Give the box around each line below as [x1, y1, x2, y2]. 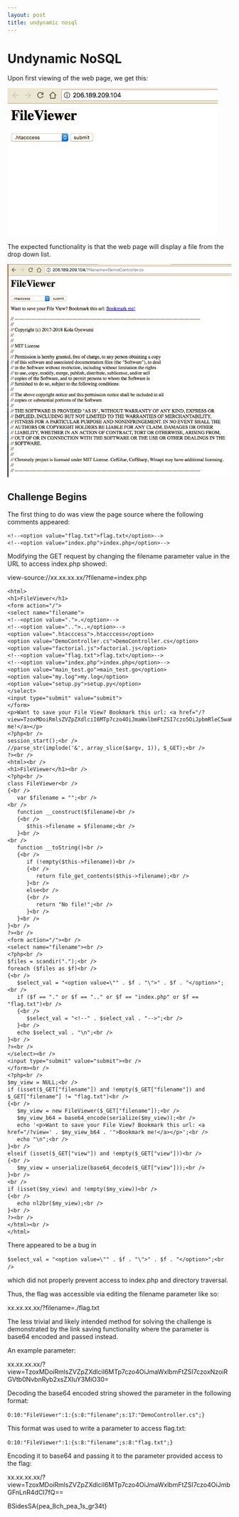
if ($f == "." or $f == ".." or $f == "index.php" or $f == [16, 993, 199, 1000]
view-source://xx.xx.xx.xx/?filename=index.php [7, 573, 147, 581]
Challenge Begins [7, 491, 87, 503]
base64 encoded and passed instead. [7, 1332, 119, 1341]
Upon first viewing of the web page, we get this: [7, 74, 149, 83]
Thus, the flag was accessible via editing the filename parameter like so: [7, 1289, 219, 1298]
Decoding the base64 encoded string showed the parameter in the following [7, 1388, 231, 1397]
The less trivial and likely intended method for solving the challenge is [7, 1317, 212, 1326]
